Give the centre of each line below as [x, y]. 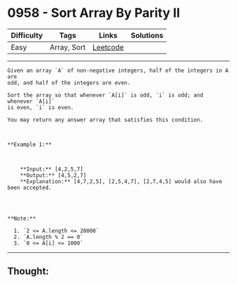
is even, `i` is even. [41, 107]
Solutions [147, 35]
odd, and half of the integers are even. [69, 82]
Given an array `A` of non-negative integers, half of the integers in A [118, 70]
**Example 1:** [30, 144]
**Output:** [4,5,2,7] [53, 175]
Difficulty [27, 35]
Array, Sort [68, 47]
